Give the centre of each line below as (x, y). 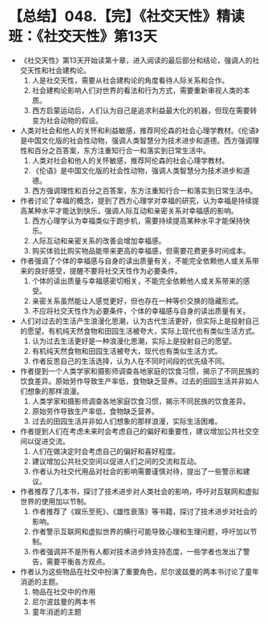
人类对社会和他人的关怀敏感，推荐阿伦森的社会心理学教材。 (130, 160)
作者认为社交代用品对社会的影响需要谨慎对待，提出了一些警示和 (137, 471)
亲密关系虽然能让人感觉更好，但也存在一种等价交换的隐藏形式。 (137, 301)
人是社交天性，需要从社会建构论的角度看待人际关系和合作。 (130, 80)
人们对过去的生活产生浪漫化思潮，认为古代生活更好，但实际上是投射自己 (139, 321)
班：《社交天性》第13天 (83, 36)
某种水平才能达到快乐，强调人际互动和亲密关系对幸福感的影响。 (132, 210)
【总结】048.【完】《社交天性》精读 (126, 16)
